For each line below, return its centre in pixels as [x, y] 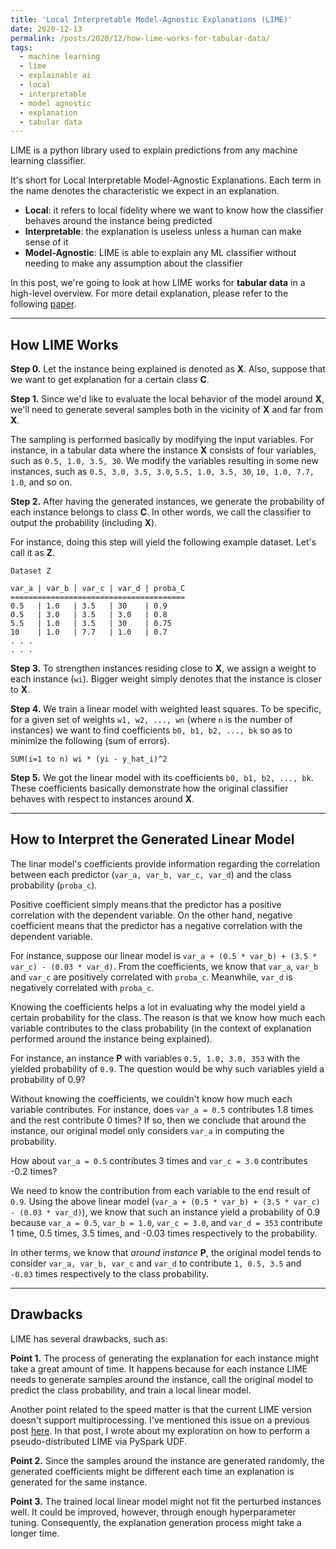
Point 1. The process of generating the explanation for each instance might [164, 1358]
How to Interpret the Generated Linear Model [152, 839]
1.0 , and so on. [41, 482]
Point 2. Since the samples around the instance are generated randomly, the [167, 1460]
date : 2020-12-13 [46, 29]
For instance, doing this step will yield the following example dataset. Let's [163, 542]
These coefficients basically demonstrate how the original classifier [149, 788]
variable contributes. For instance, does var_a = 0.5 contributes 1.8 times [162, 1109]
